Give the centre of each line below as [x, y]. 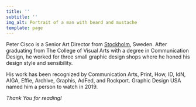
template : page [25, 28]
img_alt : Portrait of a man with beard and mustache [72, 22]
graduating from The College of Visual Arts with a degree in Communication [97, 51]
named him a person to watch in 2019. [52, 87]
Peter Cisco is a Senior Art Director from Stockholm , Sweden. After [87, 44]
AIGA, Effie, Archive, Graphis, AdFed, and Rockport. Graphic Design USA [94, 81]
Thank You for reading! [34, 98]
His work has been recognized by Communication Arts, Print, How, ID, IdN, [96, 74]
